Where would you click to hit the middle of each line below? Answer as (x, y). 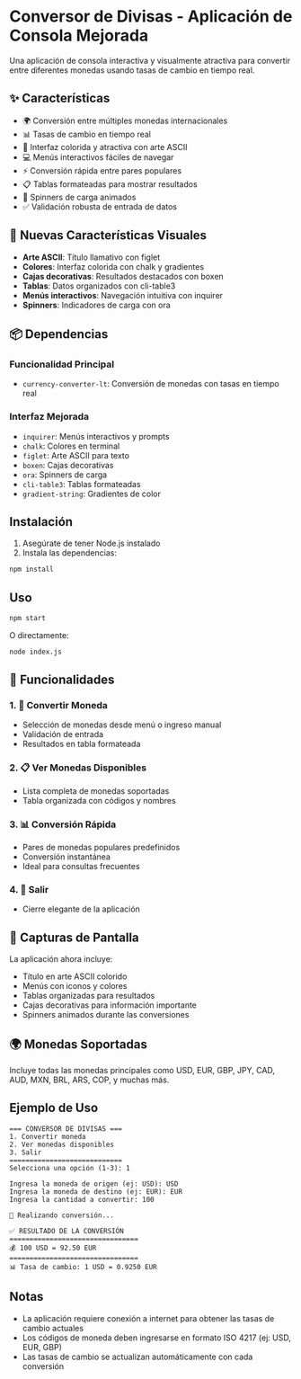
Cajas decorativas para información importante (110, 1005)
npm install (31, 569)
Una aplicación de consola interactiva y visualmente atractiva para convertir (150, 60)
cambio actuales (53, 1328)
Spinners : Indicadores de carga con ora (96, 305)
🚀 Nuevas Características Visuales (108, 236)
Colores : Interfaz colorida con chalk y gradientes (113, 266)
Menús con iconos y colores (75, 986)
